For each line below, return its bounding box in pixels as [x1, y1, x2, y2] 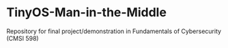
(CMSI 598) [6, 34, 39, 42]
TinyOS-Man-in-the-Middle [6, 5, 167, 20]
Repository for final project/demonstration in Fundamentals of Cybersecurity [6, 27, 222, 35]
